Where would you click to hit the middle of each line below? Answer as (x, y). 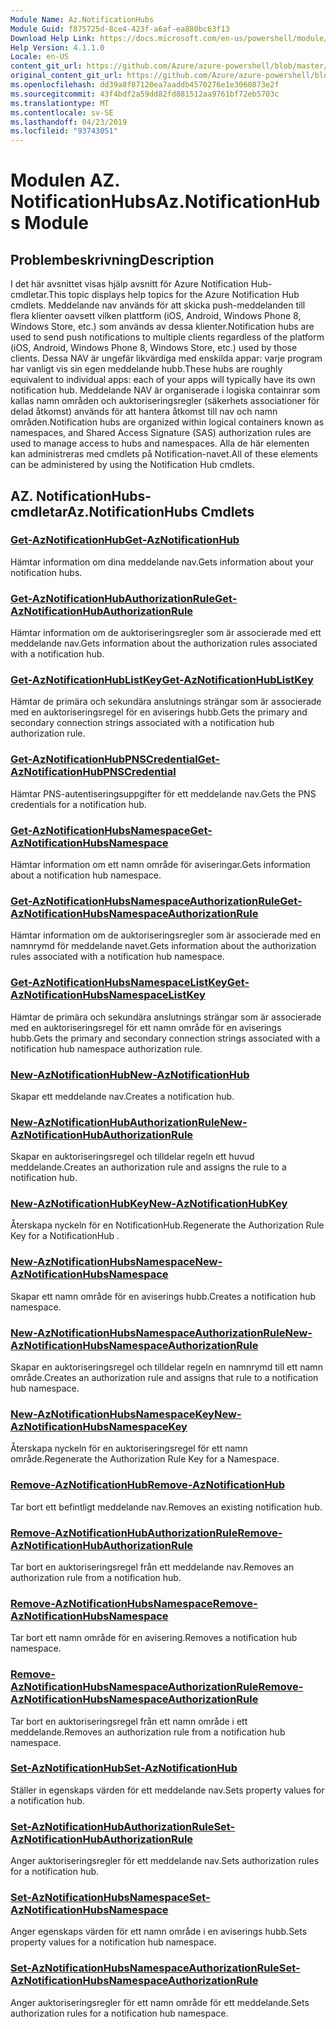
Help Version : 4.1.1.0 (57, 47)
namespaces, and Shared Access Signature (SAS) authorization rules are (161, 433)
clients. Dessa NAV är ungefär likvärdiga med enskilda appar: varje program (166, 358)
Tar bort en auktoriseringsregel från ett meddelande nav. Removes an (152, 1567)
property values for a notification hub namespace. (113, 1942)
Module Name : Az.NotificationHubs (82, 19)
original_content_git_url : (66, 76)
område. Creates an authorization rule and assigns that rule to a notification (164, 1378)
